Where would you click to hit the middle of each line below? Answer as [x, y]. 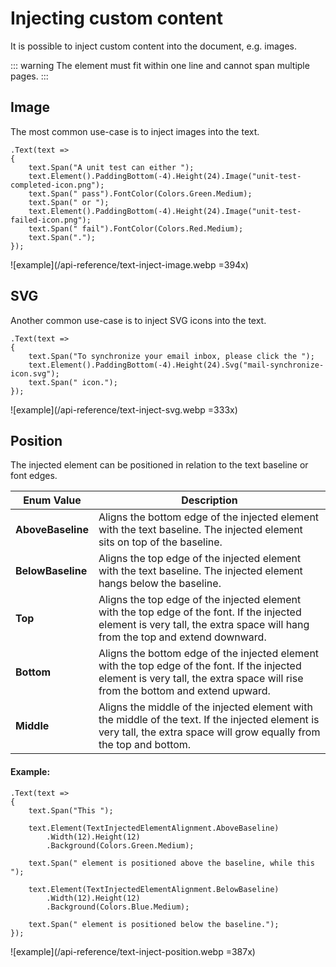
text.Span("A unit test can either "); [111, 167]
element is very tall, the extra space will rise [201, 679]
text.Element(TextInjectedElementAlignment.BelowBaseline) [154, 889]
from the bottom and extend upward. [184, 691]
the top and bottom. [145, 745]
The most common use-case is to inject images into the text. [135, 131]
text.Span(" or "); [69, 202]
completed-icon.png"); [57, 185]
